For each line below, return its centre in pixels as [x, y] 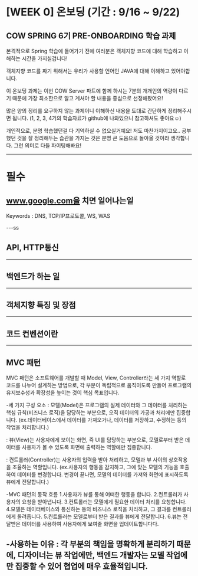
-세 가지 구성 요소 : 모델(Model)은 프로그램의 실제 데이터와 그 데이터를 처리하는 [97, 405]
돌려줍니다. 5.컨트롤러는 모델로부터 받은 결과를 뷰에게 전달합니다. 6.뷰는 [99, 516]
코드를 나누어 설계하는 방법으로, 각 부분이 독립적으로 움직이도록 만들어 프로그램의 [99, 385]
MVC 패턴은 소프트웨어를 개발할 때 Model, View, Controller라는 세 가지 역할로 [96, 378]
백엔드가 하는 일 [33, 276]
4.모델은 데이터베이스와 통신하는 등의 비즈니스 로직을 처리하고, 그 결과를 [89, 509]
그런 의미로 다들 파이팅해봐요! [48, 145]
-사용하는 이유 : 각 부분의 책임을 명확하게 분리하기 [90, 544]
